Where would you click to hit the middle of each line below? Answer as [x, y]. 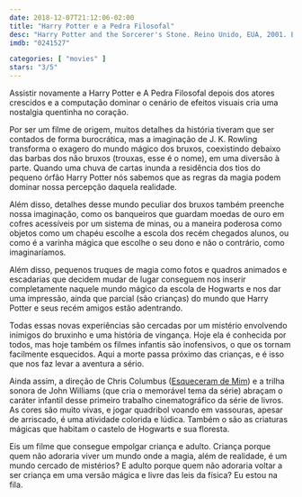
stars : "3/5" [34, 68]
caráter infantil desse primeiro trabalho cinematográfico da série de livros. [147, 400]
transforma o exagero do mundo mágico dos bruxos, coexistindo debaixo [145, 149]
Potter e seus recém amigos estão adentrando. [96, 308]
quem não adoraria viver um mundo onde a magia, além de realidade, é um [148, 456]
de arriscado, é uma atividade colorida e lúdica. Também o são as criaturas [149, 419]
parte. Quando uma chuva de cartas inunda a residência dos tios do [135, 168]
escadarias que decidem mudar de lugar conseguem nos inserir [128, 279]
